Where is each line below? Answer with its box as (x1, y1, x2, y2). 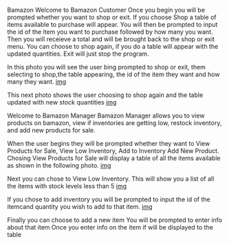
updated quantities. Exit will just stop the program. (7, 49, 149, 58)
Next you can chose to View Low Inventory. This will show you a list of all (7, 175, 215, 183)
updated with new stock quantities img (7, 98, 117, 106)
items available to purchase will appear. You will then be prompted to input (7, 21, 218, 28)
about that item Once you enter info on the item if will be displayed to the (7, 223, 213, 231)
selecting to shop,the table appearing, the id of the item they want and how (7, 70, 220, 78)
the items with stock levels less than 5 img (7, 182, 127, 190)
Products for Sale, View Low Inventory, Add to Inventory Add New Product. (7, 147, 219, 155)
